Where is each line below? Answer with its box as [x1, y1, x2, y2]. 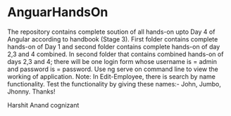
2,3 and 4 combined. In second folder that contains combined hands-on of [7, 50, 224, 58]
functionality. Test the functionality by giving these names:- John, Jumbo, [7, 79, 222, 88]
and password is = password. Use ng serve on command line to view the [7, 65, 218, 73]
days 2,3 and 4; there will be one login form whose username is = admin [7, 57, 217, 65]
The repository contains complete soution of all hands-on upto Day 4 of [7, 27, 216, 36]
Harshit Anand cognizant [7, 101, 80, 109]
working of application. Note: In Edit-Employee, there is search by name [7, 72, 216, 81]
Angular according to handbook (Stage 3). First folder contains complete [7, 34, 218, 43]
